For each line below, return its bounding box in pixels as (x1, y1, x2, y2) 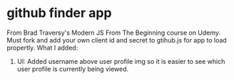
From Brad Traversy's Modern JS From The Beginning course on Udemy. (6, 28, 221, 37)
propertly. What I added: (6, 43, 78, 52)
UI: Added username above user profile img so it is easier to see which (16, 57, 225, 65)
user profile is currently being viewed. (16, 64, 129, 73)
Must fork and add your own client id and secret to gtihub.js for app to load (6, 35, 228, 44)
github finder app (6, 5, 112, 21)
